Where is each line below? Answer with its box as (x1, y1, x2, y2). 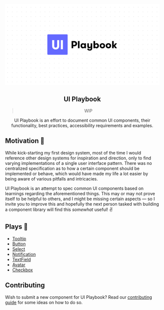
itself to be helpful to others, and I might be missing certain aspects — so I (5, 196, 155, 202)
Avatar (12, 261, 25, 267)
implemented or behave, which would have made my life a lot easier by (5, 171, 148, 177)
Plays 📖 (5, 223, 28, 231)
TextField (12, 257, 31, 262)
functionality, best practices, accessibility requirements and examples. (11, 123, 153, 129)
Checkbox (12, 267, 33, 273)
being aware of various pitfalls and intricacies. (5, 176, 98, 181)
